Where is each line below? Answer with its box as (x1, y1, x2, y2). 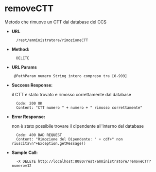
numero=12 (11, 163, 32, 168)
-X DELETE (16, 159, 36, 164)
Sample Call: (11, 149, 38, 155)
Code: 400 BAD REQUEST (16, 132, 62, 138)
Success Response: (11, 82, 53, 88)
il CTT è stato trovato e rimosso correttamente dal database (11, 91, 132, 97)
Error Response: (11, 114, 46, 120)
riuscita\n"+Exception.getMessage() (11, 141, 86, 146)
